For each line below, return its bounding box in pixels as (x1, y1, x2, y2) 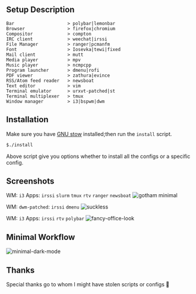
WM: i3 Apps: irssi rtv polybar (6, 215, 85, 222)
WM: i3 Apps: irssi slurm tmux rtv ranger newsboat (6, 192, 132, 199)
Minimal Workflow (6, 232, 75, 242)
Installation (6, 115, 49, 125)
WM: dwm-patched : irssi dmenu (6, 203, 80, 210)
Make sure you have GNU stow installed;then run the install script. (6, 130, 172, 137)
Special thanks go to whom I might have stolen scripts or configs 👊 (6, 280, 170, 287)
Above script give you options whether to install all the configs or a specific (6, 153, 191, 160)
